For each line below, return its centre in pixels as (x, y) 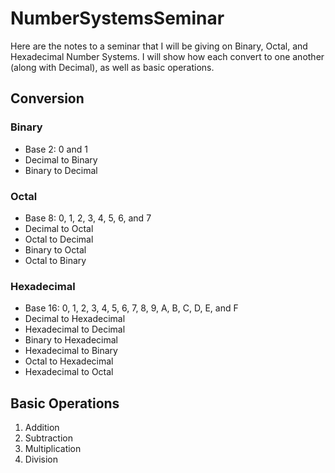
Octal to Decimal (59, 239)
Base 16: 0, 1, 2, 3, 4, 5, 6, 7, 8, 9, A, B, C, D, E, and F (131, 308)
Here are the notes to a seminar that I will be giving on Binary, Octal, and (159, 46)
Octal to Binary (55, 260)
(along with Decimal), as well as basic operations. (112, 67)
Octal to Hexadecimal (69, 361)
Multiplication (53, 449)
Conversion (47, 98)
